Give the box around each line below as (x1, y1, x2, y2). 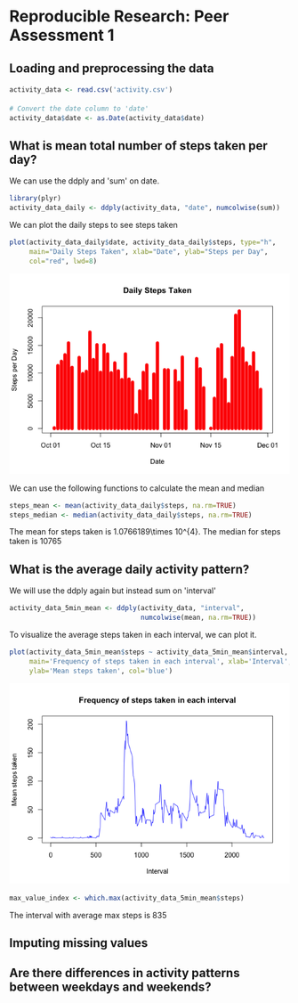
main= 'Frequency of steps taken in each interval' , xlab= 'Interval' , (28, 656, 293, 665)
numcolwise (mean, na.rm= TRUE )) (141, 613, 256, 623)
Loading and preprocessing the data (9, 61, 214, 76)
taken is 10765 (9, 536, 62, 547)
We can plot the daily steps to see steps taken (9, 220, 178, 231)
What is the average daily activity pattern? (9, 561, 250, 576)
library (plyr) (9, 194, 62, 203)
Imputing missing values (9, 935, 149, 950)
